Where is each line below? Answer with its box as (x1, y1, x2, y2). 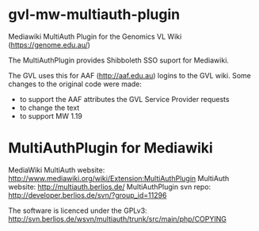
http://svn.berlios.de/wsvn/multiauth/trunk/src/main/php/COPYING (8, 214, 227, 223)
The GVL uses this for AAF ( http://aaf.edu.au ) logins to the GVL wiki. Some (8, 70, 251, 80)
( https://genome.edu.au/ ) (8, 40, 91, 49)
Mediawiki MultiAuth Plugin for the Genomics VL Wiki (8, 32, 182, 41)
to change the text (19, 103, 80, 112)
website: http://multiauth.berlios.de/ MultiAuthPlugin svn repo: (8, 182, 211, 191)
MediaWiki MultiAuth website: (8, 165, 105, 175)
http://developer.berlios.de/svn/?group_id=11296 (8, 190, 167, 199)
